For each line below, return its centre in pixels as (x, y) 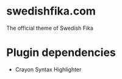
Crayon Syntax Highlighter (48, 69)
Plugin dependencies (61, 53)
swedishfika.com (51, 11)
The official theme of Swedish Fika (50, 28)
